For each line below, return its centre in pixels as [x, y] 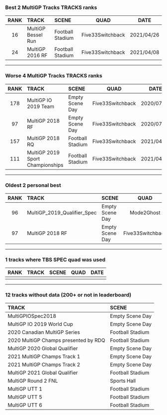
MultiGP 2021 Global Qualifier [43, 373]
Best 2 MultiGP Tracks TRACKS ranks [51, 7]
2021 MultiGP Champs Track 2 [44, 365]
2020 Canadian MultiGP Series [44, 332]
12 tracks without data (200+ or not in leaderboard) [68, 295]
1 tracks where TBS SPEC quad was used [55, 260]
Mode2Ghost [145, 212]
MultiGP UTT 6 [25, 405]
